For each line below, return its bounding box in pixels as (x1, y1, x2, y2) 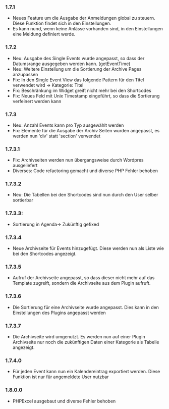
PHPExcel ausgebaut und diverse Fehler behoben (12, 398, 116, 404)
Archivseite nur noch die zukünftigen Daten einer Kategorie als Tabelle (12, 339, 159, 345)
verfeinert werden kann (12, 98, 62, 104)
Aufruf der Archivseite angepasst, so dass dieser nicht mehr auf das (12, 275, 155, 281)
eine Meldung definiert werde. (12, 31, 76, 37)
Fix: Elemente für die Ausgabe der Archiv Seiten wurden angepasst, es (12, 127, 160, 133)
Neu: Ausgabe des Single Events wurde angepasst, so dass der (12, 55, 145, 61)
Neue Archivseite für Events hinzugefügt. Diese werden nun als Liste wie (12, 245, 164, 251)
